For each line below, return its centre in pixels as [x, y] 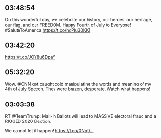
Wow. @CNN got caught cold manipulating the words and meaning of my [78, 84]
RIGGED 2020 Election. [28, 121]
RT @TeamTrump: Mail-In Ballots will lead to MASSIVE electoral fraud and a [81, 116]
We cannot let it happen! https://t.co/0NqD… [49, 131]
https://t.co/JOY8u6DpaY [30, 57]
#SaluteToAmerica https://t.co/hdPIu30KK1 [48, 30]
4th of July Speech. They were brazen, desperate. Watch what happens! [78, 89]
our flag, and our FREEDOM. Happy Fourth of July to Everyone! [68, 25]
